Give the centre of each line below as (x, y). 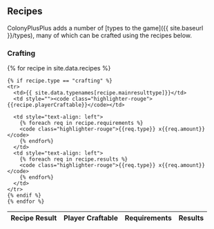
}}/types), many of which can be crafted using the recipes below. (99, 35)
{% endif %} (24, 196)
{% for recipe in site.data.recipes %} (59, 68)
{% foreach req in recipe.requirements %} (81, 123)
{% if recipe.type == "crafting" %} (60, 81)
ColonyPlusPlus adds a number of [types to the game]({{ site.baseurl (105, 28)
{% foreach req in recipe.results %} (74, 159)
